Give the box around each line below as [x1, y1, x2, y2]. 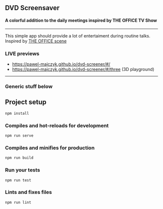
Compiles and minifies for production [5, 144, 95, 151]
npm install [5, 111, 29, 116]
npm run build [5, 156, 34, 160]
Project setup [5, 98, 47, 106]
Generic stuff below [5, 83, 53, 89]
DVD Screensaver [5, 4, 60, 12]
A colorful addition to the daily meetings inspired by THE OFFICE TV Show [5, 17, 157, 23]
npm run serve [5, 133, 34, 138]
